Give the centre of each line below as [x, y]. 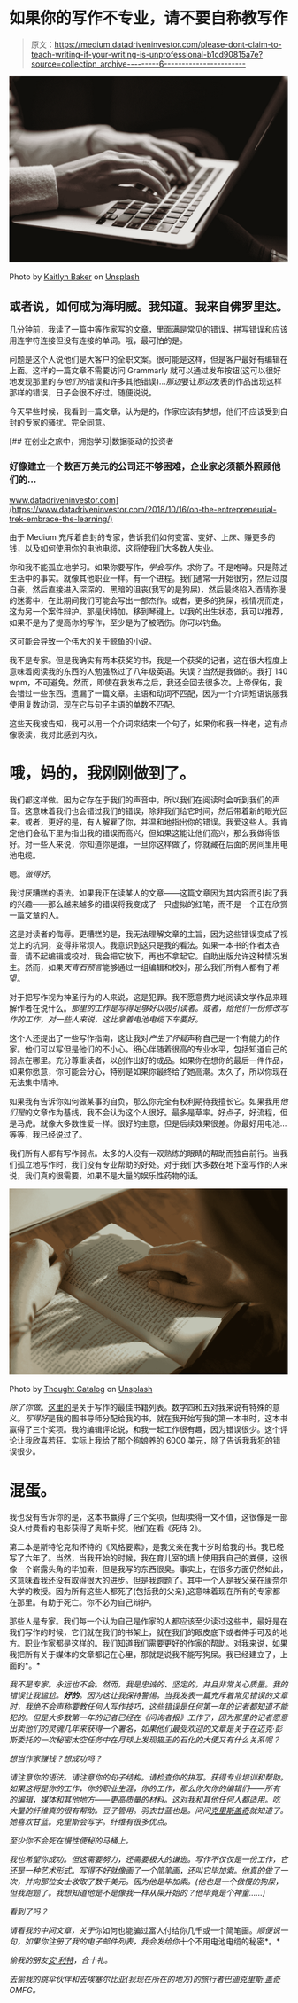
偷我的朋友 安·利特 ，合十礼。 [61, 1960]
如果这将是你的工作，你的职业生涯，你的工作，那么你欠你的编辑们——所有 [145, 1788]
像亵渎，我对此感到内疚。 [56, 734]
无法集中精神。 [36, 1082]
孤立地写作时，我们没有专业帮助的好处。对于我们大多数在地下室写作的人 [148, 1164]
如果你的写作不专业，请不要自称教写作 [149, 18]
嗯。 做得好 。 [32, 873]
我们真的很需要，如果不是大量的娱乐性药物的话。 [114, 1175]
